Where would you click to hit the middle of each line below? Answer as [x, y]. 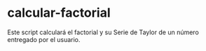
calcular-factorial [59, 13]
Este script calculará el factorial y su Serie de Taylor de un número [103, 32]
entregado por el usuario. [44, 39]
